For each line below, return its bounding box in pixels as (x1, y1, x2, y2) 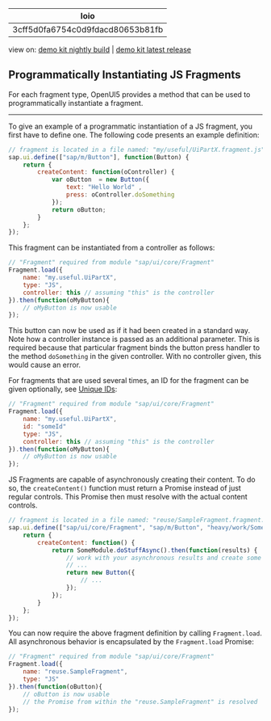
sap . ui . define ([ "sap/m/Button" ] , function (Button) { (8, 153, 190, 161)
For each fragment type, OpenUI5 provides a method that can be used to (8, 89, 251, 99)
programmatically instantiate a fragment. (8, 98, 144, 108)
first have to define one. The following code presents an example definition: (8, 129, 260, 140)
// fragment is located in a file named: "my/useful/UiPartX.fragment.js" (8, 145, 265, 154)
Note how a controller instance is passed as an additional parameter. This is (8, 335, 260, 344)
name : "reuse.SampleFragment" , (23, 668, 128, 676)
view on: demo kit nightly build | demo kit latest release (8, 44, 192, 54)
